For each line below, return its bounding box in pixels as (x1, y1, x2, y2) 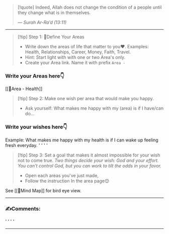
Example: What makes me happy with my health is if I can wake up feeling (5, 137, 158, 143)
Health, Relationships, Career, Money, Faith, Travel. (25, 49, 131, 55)
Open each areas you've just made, (25, 172, 99, 178)
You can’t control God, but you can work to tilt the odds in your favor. (17, 163, 162, 169)
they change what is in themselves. (17, 10, 91, 16)
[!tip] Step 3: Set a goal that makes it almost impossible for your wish (17, 152, 160, 158)
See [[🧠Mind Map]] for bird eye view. (5, 187, 81, 193)
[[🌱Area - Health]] (5, 86, 43, 92)
